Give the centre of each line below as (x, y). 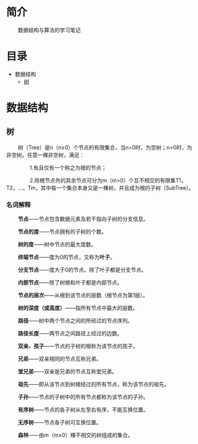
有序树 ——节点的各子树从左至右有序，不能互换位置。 (83, 410)
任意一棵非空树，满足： (55, 155)
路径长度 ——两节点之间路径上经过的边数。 (70, 333)
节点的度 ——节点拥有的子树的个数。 (62, 232)
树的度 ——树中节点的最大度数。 (57, 244)
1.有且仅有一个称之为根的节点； (68, 168)
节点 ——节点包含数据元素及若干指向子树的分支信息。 (83, 219)
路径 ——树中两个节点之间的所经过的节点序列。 (75, 321)
